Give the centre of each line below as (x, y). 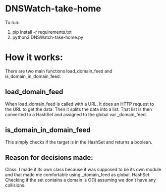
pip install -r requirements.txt (42, 32)
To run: (12, 22)
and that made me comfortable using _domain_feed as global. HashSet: (78, 175)
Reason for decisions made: (49, 158)
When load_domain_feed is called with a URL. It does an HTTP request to (80, 104)
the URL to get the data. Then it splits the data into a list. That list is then (79, 109)
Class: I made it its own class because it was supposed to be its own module (83, 170)
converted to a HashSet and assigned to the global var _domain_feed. (76, 114)
